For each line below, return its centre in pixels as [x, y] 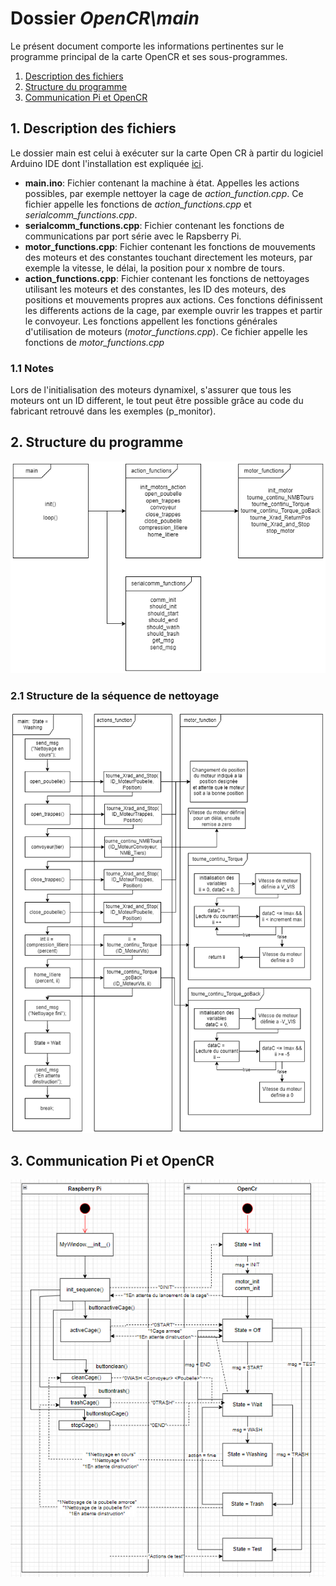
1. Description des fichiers [93, 128]
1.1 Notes [32, 368]
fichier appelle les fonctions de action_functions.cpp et [138, 204]
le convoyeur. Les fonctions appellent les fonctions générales [151, 321]
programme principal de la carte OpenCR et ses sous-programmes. [149, 56]
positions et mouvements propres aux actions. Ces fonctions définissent [173, 299]
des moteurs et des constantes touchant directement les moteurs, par [168, 257]
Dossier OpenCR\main [105, 18]
